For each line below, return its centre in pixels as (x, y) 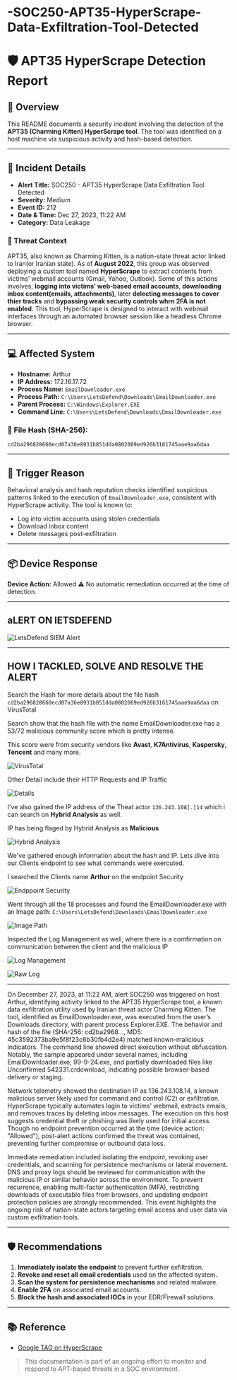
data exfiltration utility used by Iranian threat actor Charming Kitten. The (112, 1009)
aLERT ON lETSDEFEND (60, 621)
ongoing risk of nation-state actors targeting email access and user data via (117, 1210)
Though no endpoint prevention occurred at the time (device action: (106, 1128)
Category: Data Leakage (54, 222)
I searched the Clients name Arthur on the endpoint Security (96, 876)
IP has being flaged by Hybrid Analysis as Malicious (83, 828)
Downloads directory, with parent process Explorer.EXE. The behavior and (115, 1024)
